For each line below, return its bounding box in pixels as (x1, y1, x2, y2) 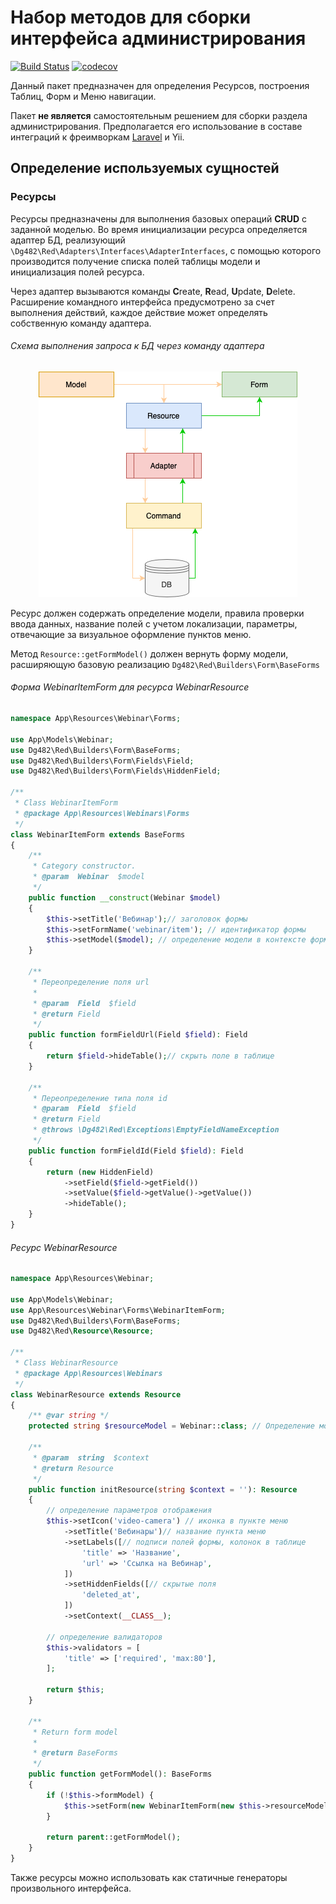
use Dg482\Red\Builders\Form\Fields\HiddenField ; (10, 766, 222, 776)
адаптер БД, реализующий (10, 234, 126, 246)
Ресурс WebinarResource (10, 1241, 118, 1253)
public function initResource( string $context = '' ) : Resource (28, 1484, 298, 1495)
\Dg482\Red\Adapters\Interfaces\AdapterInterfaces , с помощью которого (10, 244, 322, 256)
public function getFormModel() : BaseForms (28, 1769, 213, 1780)
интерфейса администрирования (10, 27, 307, 50)
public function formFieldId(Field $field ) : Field (28, 1146, 244, 1156)
